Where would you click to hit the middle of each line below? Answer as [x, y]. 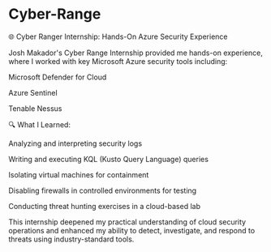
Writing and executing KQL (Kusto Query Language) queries [109, 159]
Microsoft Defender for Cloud [58, 77]
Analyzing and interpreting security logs [75, 143]
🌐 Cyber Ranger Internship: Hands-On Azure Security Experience [118, 36]
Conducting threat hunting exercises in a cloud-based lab [105, 206]
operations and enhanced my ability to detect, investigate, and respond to [132, 230]
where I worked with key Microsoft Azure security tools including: [118, 61]
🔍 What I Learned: [40, 124]
